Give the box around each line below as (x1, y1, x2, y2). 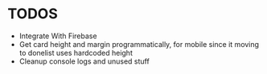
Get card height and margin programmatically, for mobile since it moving (18, 39, 259, 49)
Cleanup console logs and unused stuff (18, 56, 150, 66)
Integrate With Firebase (18, 31, 97, 41)
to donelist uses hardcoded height (18, 48, 133, 57)
